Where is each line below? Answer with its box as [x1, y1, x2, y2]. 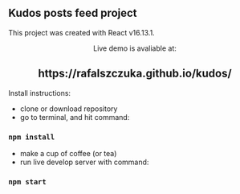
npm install [8, 132, 55, 142]
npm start [8, 177, 47, 186]
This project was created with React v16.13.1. [8, 27, 155, 37]
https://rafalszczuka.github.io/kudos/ [38, 67, 232, 80]
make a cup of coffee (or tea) [19, 148, 117, 158]
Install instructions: [8, 88, 71, 97]
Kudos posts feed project [8, 6, 138, 20]
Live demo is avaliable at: [93, 43, 177, 53]
